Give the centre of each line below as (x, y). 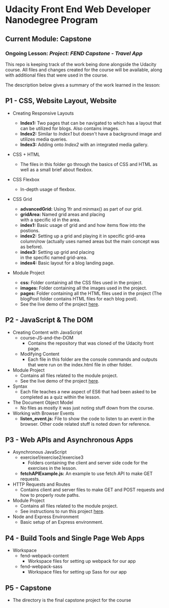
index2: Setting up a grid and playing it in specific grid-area (83, 236)
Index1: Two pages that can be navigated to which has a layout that (91, 123)
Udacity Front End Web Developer (78, 9)
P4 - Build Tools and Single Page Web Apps (75, 538)
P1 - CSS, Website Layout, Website (61, 101)
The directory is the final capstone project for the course (72, 600)
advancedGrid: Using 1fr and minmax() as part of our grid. (81, 209)
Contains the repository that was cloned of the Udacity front (91, 343)
